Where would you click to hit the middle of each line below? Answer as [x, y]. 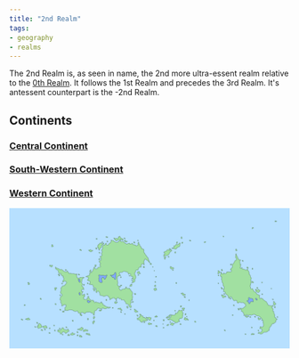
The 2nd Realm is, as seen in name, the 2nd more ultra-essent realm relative [149, 73]
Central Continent [49, 145]
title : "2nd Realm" [45, 19]
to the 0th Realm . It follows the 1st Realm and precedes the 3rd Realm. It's [145, 83]
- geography [31, 37]
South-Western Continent [66, 169]
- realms [25, 47]
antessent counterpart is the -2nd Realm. [85, 93]
